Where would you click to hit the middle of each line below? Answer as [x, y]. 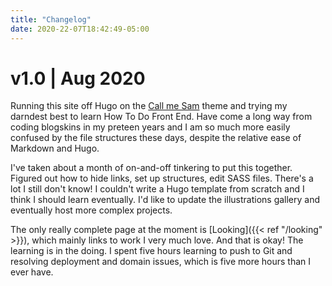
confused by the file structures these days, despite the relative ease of [156, 138]
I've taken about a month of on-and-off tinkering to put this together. [151, 168]
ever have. [32, 272]
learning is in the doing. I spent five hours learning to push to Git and [151, 251]
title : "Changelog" [51, 19]
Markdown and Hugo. [55, 148]
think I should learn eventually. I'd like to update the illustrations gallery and [165, 200]
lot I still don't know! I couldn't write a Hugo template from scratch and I [157, 189]
